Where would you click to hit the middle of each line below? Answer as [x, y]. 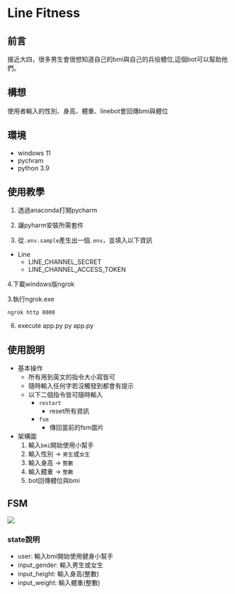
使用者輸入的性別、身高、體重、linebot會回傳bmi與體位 [88, 110]
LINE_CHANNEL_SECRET [65, 262]
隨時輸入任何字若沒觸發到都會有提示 [81, 386]
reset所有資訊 [69, 411]
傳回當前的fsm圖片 [76, 428]
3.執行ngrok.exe [31, 299]
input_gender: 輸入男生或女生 [61, 565]
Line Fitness [44, 13]
